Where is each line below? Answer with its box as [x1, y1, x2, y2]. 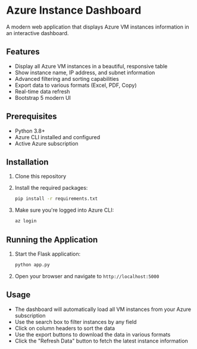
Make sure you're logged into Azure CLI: [14, 206, 114, 214]
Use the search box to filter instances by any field [14, 318, 137, 325]
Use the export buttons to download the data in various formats [14, 331, 171, 338]
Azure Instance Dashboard [6, 4, 142, 17]
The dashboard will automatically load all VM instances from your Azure [14, 306, 192, 313]
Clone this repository [14, 173, 67, 180]
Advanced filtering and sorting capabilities [14, 75, 119, 82]
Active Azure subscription [14, 140, 79, 147]
